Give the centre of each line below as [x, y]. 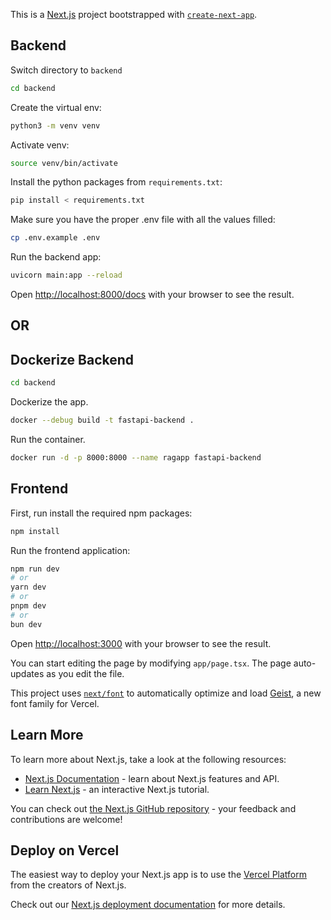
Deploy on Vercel [65, 850]
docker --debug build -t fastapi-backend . [102, 420]
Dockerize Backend [72, 359]
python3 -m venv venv [55, 125]
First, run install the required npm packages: [101, 513]
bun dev [26, 624]
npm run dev [35, 569]
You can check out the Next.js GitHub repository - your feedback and [153, 808]
